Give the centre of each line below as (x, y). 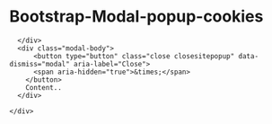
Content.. (44, 87)
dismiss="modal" (39, 64)
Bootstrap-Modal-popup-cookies (136, 17)
